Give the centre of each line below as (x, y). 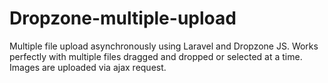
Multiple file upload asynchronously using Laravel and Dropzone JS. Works (164, 46)
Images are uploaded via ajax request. (88, 67)
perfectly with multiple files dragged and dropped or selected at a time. (156, 56)
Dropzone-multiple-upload (123, 18)
